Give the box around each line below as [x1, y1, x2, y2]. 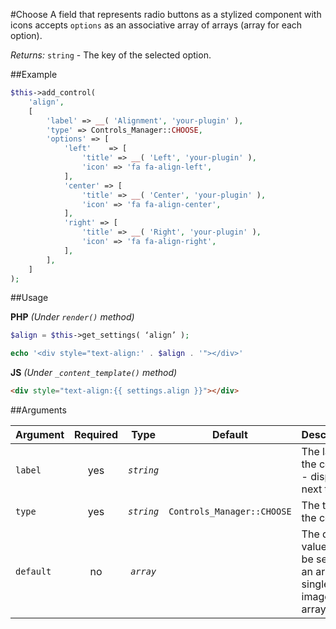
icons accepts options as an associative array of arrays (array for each [10, 19, 303, 31]
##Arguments [10, 404, 67, 416]
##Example [10, 69, 58, 80]
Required [74, 428, 119, 441]
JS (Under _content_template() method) [10, 367, 178, 379]
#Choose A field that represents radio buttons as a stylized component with [10, 9, 322, 20]
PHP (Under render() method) [10, 311, 135, 323]
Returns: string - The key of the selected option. [10, 49, 212, 61]
